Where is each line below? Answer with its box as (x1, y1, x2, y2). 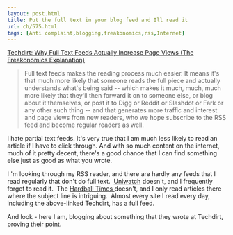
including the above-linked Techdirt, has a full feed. (7, 199, 155, 208)
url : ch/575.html (7, 23, 58, 30)
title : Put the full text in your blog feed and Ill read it (7, 17, 188, 24)
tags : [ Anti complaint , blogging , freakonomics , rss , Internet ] (7, 29, 186, 37)
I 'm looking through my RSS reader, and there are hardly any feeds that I (7, 170, 216, 178)
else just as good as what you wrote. (7, 157, 113, 165)
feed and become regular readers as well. (24, 121, 144, 129)
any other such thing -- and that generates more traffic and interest (24, 106, 218, 114)
